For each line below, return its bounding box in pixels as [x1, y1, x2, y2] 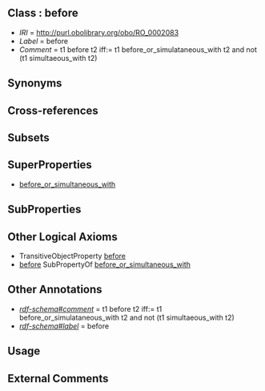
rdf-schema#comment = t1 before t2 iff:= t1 [18, 304, 163, 313]
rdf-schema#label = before [18, 320, 110, 331]
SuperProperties [7, 158, 93, 171]
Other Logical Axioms [7, 230, 118, 244]
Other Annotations [7, 283, 102, 296]
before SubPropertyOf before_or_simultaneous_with [18, 260, 191, 269]
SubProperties [7, 203, 82, 216]
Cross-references [7, 103, 99, 117]
